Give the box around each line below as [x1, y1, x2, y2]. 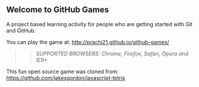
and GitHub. [6, 27, 36, 34]
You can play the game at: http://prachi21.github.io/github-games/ [6, 38, 170, 45]
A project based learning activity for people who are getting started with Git [6, 20, 193, 27]
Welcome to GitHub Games [6, 5, 109, 15]
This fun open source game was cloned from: [6, 68, 119, 75]
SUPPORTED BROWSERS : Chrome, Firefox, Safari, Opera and [35, 50, 189, 57]
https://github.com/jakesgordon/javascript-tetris [6, 74, 126, 81]
